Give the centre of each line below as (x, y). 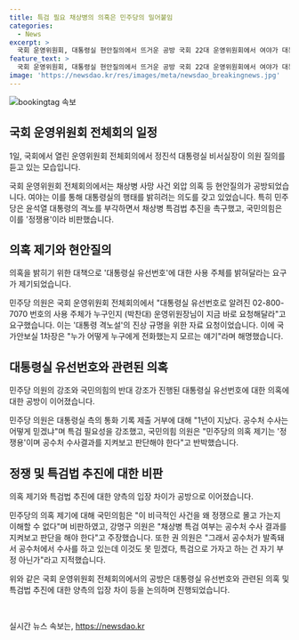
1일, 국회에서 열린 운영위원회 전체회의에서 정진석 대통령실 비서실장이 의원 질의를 (147, 156)
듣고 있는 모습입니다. (45, 166)
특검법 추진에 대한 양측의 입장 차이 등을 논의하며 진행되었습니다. (120, 590)
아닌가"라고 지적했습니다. (62, 560)
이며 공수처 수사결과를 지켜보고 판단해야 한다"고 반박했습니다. (132, 442)
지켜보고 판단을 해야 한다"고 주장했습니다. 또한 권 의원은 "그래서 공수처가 (135, 538)
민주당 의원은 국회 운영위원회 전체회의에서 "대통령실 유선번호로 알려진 (130, 303)
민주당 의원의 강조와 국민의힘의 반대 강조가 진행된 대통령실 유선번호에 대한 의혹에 (149, 390)
